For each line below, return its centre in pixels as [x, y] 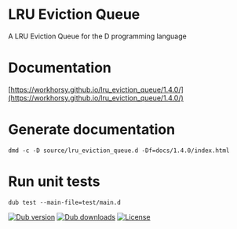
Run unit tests [54, 181]
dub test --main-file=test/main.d [65, 202]
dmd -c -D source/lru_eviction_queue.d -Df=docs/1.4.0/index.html [119, 151]
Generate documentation [91, 130]
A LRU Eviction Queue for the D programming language [97, 36]
